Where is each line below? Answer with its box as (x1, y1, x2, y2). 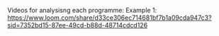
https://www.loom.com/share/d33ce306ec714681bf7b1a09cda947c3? (7, 13, 212, 22)
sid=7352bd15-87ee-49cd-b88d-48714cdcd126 (7, 21, 148, 29)
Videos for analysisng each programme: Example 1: (7, 6, 157, 14)
